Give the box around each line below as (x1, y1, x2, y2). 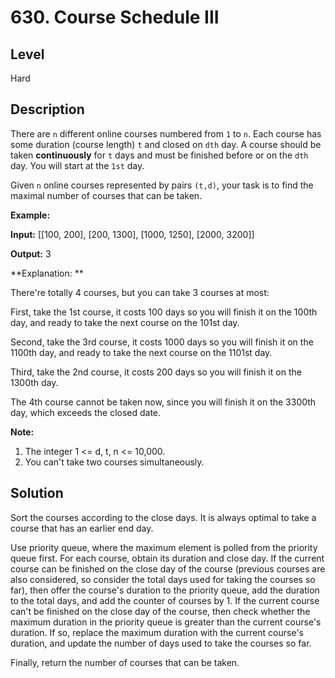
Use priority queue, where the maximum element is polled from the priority (10, 541, 318, 553)
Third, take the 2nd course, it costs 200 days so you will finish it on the (10, 366, 302, 378)
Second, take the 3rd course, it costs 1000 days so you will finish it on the (10, 336, 314, 348)
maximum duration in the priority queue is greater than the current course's (10, 616, 322, 628)
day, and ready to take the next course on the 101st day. (10, 316, 240, 328)
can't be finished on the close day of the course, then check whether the (10, 605, 311, 617)
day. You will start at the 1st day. (10, 159, 145, 171)
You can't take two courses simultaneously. (24, 456, 205, 468)
